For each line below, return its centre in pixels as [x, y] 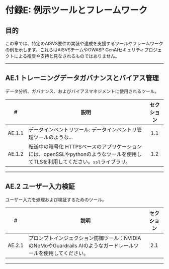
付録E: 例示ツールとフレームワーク [76, 10]
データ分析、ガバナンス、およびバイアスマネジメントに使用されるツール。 [82, 91]
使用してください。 [66, 253]
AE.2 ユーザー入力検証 [40, 187]
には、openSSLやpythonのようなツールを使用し [85, 154]
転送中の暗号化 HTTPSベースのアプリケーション [85, 146]
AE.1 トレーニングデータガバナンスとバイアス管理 [82, 78]
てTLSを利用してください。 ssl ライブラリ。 [79, 161]
